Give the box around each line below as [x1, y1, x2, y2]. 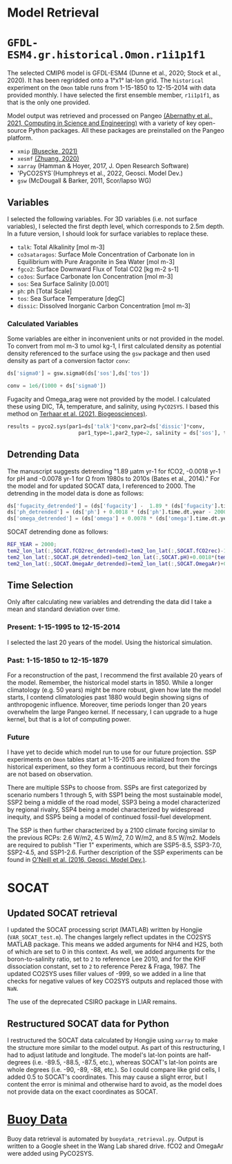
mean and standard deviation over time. [7, 605, 121, 613]
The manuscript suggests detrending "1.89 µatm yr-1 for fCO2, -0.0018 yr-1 [7, 467, 221, 475]
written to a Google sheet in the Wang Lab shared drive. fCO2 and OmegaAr [7, 1142, 224, 1150]
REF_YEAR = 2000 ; [7, 541, 57, 548]
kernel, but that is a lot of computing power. [7, 715, 131, 724]
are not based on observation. [7, 770, 93, 778]
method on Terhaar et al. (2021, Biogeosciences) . [7, 409, 148, 417]
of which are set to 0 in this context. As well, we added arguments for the [7, 948, 215, 956]
